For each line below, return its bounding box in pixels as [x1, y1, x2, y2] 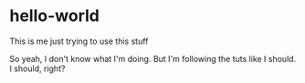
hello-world [9, 5, 100, 26]
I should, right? [9, 63, 66, 74]
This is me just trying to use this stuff [9, 36, 149, 47]
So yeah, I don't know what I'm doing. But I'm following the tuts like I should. [9, 53, 297, 64]
